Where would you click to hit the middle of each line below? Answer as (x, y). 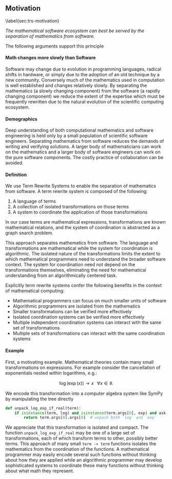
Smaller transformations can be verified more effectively (72, 312)
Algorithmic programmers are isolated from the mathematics (77, 306)
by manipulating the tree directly (39, 399)
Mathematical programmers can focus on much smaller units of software (89, 301)
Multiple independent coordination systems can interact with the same (87, 322)
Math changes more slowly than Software (51, 58)
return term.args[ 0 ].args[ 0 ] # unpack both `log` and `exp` (90, 418)
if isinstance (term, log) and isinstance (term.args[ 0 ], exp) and (86, 413)
